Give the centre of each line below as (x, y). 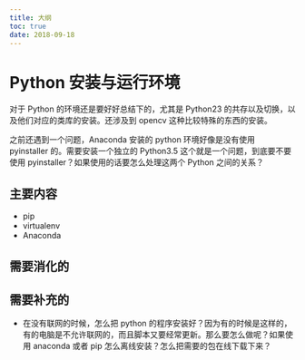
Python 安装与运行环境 (95, 82)
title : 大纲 (30, 18)
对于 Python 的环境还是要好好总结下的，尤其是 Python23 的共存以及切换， (149, 109)
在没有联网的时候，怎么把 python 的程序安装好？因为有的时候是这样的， (157, 324)
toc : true (28, 26)
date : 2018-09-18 (42, 34)
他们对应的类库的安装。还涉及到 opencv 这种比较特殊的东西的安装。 (144, 121)
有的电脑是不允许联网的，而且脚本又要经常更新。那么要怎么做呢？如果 (154, 335)
